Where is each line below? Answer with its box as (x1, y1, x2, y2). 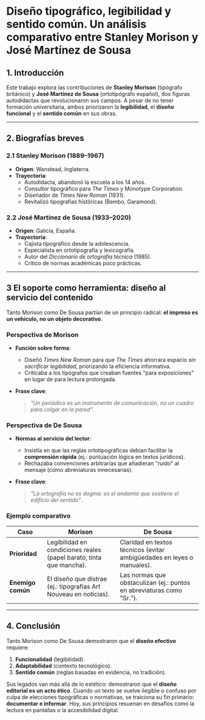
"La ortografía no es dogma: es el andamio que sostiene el (30, 490, 179, 498)
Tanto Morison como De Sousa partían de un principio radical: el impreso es (6, 309, 198, 316)
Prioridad (9, 549, 37, 557)
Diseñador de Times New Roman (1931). (24, 191, 125, 199)
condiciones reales (46, 545, 102, 554)
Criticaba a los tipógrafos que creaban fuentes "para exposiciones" (24, 369, 194, 377)
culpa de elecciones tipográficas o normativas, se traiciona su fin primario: (6, 693, 194, 700)
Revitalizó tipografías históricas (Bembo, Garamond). (24, 197, 157, 205)
